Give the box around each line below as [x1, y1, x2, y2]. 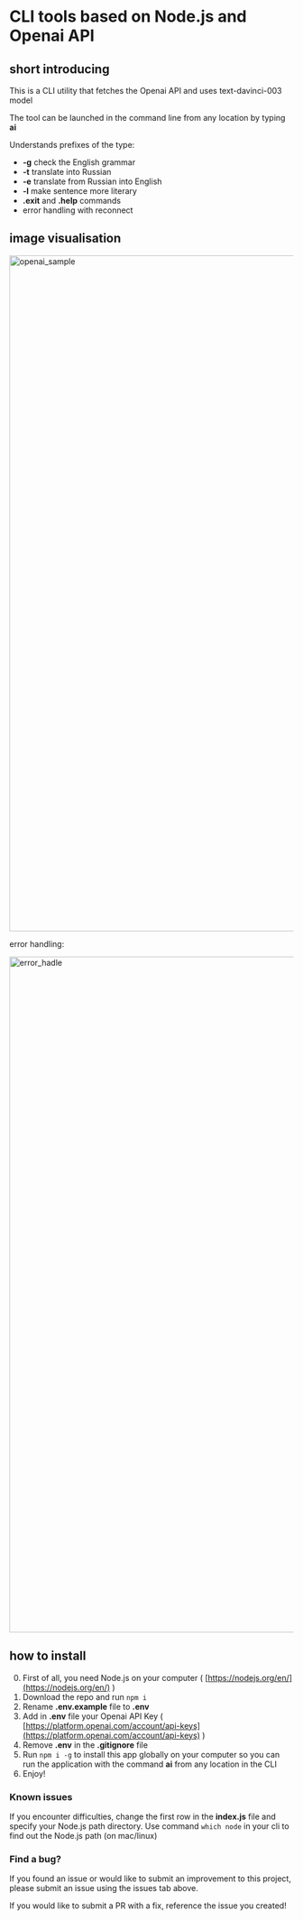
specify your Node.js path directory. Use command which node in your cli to [9, 1820, 290, 1832]
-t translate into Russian [22, 167, 112, 177]
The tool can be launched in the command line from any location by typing [9, 113, 286, 123]
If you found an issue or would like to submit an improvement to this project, [9, 1873, 291, 1884]
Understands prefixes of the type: [9, 140, 135, 150]
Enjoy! [22, 1768, 46, 1778]
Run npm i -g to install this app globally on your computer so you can [22, 1749, 280, 1759]
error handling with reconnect [22, 205, 133, 216]
